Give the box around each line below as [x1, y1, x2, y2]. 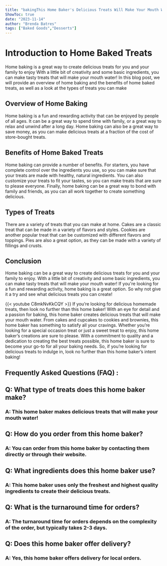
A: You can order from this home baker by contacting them [5, 445, 150, 452]
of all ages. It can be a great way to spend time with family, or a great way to [5, 118, 162, 124]
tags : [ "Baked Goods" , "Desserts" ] [5, 26, 77, 31]
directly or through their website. [5, 451, 87, 458]
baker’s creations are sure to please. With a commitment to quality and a [5, 333, 154, 339]
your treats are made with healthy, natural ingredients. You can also [5, 172, 143, 178]
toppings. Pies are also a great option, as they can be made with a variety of [5, 237, 161, 243]
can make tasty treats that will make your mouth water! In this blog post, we [5, 74, 160, 80]
